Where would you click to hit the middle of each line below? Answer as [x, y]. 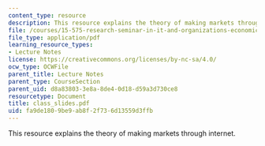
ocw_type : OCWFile [38, 67]
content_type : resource [47, 15]
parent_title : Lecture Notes [56, 74]
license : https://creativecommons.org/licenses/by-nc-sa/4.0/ [112, 60]
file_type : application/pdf [54, 37]
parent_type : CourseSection [54, 81]
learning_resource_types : [50, 45]
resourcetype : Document [47, 96]
